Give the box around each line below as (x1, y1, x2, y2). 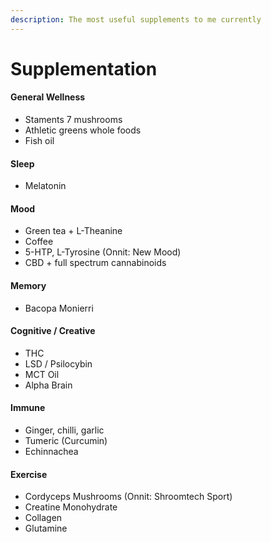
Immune (10, 402, 46, 414)
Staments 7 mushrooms (24, 114, 123, 126)
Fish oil (24, 135, 55, 147)
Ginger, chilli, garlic (24, 424, 105, 436)
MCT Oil (24, 368, 60, 380)
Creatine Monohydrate (24, 501, 118, 513)
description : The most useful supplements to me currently (10, 14, 262, 25)
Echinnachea (24, 446, 79, 458)
